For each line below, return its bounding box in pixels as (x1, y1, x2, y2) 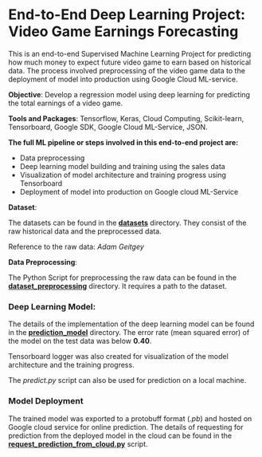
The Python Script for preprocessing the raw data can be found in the (8, 273, 237, 282)
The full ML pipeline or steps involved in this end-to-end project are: (8, 137, 239, 147)
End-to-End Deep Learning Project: (8, 6, 245, 24)
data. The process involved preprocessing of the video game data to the (8, 65, 245, 75)
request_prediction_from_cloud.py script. (8, 439, 149, 448)
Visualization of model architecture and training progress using (19, 170, 227, 179)
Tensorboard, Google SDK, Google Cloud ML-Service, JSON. (8, 122, 209, 132)
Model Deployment (8, 396, 84, 407)
